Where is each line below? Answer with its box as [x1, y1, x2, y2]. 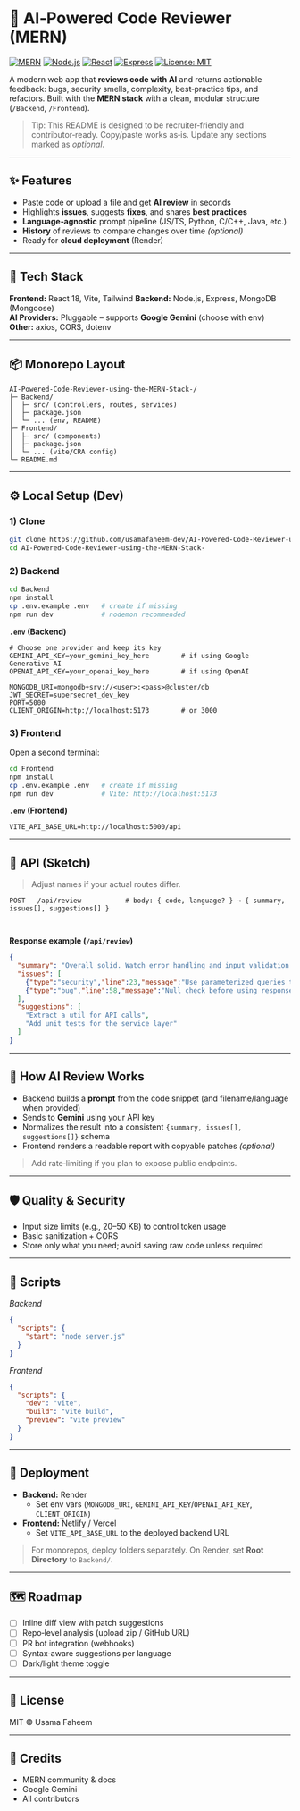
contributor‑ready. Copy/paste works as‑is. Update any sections [30, 129, 267, 140]
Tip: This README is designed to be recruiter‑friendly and [30, 120, 245, 131]
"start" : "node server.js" [25, 1333, 126, 1341]
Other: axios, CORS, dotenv [9, 321, 112, 332]
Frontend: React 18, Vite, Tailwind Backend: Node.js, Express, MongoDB [9, 292, 277, 303]
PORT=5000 [9, 698, 46, 707]
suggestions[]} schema [21, 1130, 110, 1141]
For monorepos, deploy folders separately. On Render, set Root [30, 1544, 264, 1555]
